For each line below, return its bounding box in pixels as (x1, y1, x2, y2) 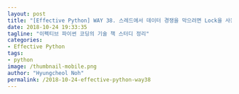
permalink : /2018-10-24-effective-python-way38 (7, 76, 152, 83)
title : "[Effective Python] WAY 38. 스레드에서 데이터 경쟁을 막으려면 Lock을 (7, 17, 223, 24)
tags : (7, 50, 23, 57)
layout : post (7, 10, 46, 18)
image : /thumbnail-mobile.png (7, 63, 97, 70)
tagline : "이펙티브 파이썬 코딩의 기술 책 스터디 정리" (7, 30, 149, 37)
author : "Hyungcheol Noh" (7, 69, 84, 76)
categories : (7, 37, 43, 44)
